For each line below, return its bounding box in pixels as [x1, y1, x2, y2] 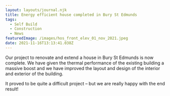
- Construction [10, 26, 42, 31]
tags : [5, 17, 17, 22]
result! [5, 86, 19, 92]
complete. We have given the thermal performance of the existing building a [5, 59, 164, 66]
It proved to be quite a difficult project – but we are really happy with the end [5, 80, 165, 86]
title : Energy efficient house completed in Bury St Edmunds [5, 12, 138, 17]
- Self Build [10, 21, 38, 27]
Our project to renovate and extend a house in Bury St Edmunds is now [5, 54, 154, 60]
